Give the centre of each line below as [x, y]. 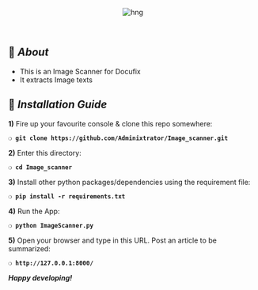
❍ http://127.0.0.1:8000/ [51, 263]
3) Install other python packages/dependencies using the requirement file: [129, 182]
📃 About [28, 53]
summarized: [30, 248]
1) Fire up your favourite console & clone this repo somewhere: [110, 123]
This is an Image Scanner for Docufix [80, 71]
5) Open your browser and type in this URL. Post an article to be [113, 240]
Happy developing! [40, 277]
